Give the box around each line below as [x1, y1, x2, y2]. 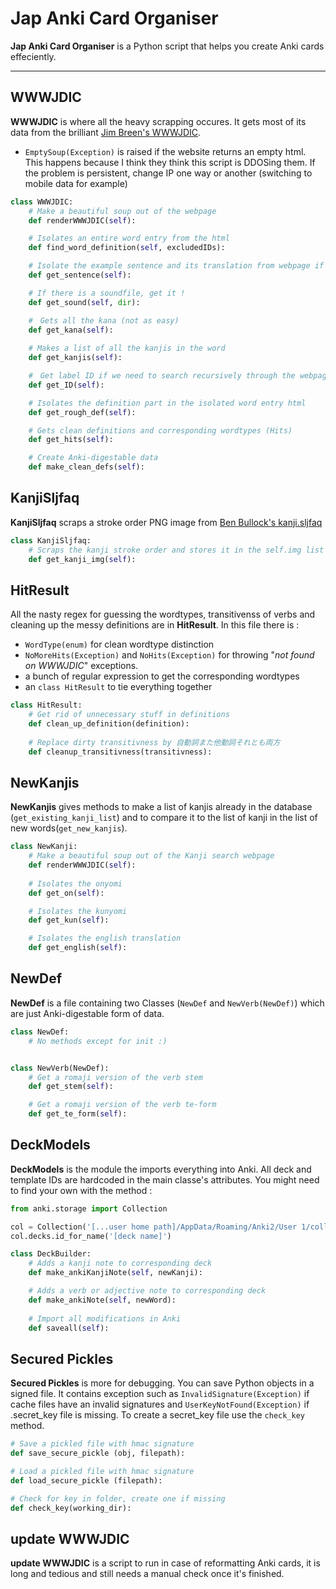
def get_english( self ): [28, 943, 128, 953]
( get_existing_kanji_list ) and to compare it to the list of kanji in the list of [10, 812, 318, 824]
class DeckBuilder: [10, 1249, 92, 1259]
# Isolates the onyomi [28, 878, 123, 889]
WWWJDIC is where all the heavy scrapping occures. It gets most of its [10, 115, 307, 127]
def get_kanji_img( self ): [28, 554, 137, 564]
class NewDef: [10, 1027, 70, 1037]
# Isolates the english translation [28, 933, 182, 944]
